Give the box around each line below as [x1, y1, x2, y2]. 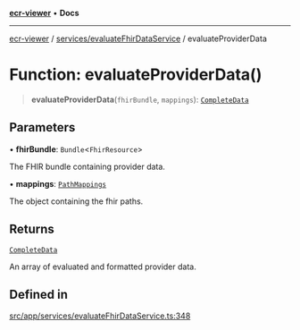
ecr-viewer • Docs [9, 8, 79, 18]
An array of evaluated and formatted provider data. [9, 261, 196, 272]
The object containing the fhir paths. [9, 196, 144, 207]
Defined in [9, 286, 69, 302]
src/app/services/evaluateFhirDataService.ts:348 [9, 310, 191, 321]
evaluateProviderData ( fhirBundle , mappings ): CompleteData [30, 94, 249, 105]
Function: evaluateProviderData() [9, 64, 262, 85]
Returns [9, 222, 55, 237]
